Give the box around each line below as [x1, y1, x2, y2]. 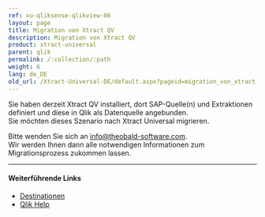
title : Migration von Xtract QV [8, 26, 114, 34]
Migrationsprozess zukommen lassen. [8, 148, 132, 158]
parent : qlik [8, 48, 51, 56]
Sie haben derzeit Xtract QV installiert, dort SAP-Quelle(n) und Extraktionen [8, 99, 253, 109]
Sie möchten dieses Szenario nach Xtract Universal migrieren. [8, 116, 210, 125]
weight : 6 [8, 63, 41, 71]
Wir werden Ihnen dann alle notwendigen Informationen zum [8, 140, 205, 149]
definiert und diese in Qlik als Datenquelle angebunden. [8, 107, 188, 117]
